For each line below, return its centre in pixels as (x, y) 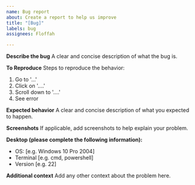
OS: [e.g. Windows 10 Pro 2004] (55, 151)
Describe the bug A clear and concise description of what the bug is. (92, 56)
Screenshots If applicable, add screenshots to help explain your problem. (97, 128)
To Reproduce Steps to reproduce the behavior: (65, 68)
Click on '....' (30, 86)
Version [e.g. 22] (36, 164)
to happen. (19, 117)
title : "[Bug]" (25, 23)
